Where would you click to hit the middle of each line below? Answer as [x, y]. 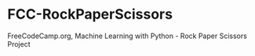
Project [19, 44]
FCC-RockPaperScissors [90, 14]
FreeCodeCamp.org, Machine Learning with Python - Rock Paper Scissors [127, 36]
